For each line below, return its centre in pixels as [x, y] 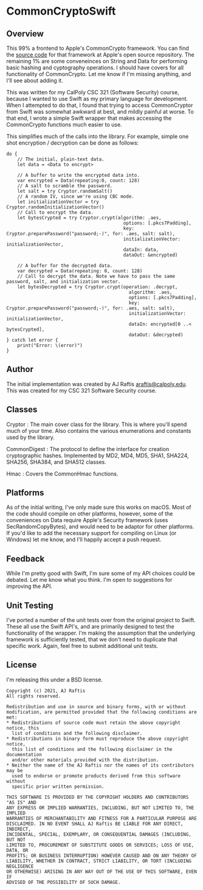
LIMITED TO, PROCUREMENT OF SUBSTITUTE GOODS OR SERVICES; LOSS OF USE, [100, 845]
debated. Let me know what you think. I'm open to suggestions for [89, 580]
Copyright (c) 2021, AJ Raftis [46, 691]
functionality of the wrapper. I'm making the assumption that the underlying [101, 633]
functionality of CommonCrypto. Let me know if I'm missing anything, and [99, 74]
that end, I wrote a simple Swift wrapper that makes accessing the [89, 118]
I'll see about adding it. [35, 81]
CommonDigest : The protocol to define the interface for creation [88, 449]
